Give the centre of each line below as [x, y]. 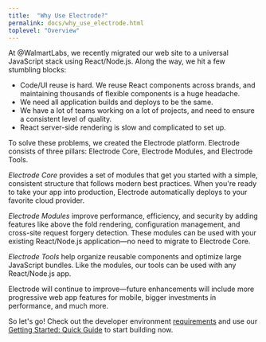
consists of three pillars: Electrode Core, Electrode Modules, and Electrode [131, 151]
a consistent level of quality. [66, 119]
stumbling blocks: [37, 70]
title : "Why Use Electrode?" [59, 16]
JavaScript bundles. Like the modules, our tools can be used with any [122, 265]
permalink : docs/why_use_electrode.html [76, 23]
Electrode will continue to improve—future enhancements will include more [131, 289]
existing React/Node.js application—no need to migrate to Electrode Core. [129, 241]
